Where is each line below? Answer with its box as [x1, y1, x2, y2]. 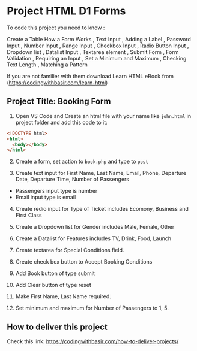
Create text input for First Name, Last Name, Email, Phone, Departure [15, 170, 187, 177]
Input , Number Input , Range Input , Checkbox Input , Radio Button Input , [7, 42, 189, 49]
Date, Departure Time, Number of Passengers [15, 175, 130, 183]
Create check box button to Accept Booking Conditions [15, 258, 153, 265]
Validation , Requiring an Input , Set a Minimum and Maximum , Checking [7, 55, 187, 62]
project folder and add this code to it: [15, 119, 108, 126]
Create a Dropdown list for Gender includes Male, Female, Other [15, 223, 175, 231]
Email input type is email [15, 193, 76, 201]
